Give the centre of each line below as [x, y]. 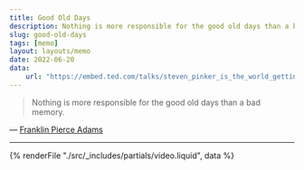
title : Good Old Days [50, 18]
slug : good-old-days [48, 34]
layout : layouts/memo [50, 52]
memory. [48, 112]
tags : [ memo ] [34, 43]
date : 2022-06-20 [42, 60]
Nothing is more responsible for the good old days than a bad [146, 102]
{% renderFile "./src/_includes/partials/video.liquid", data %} [122, 156]
